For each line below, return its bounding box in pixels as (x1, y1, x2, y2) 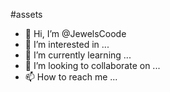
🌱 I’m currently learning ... (24, 49, 132, 61)
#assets (10, 9, 43, 20)
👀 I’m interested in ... (24, 39, 110, 50)
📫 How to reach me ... (24, 71, 118, 83)
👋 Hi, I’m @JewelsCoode (24, 28, 127, 39)
